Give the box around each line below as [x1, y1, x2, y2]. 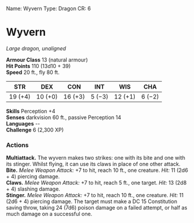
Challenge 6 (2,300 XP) [6, 126, 64, 133]
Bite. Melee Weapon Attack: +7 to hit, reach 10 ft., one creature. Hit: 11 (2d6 [6, 167, 189, 174]
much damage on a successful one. [6, 211, 93, 218]
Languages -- [6, 120, 40, 127]
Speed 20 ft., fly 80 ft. [6, 69, 60, 76]
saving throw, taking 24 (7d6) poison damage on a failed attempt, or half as [6, 204, 188, 211]
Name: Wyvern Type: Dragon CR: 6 [6, 5, 91, 12]
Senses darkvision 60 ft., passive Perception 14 [6, 114, 121, 121]
